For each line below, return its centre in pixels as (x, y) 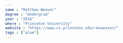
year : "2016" (20, 19)
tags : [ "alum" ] (22, 33)
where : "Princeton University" (38, 23)
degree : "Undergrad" (28, 14)
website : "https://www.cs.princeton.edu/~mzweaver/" (62, 28)
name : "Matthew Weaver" (31, 10)
